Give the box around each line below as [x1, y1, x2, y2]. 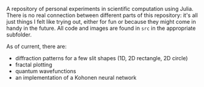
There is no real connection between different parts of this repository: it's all [6, 12, 199, 19]
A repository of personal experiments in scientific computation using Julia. [6, 5, 194, 12]
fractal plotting [15, 61, 53, 68]
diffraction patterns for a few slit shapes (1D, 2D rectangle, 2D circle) [15, 55, 188, 61]
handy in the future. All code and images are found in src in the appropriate [6, 24, 196, 32]
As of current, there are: [6, 43, 67, 50]
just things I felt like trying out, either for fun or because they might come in [6, 18, 197, 25]
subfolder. [6, 31, 32, 38]
